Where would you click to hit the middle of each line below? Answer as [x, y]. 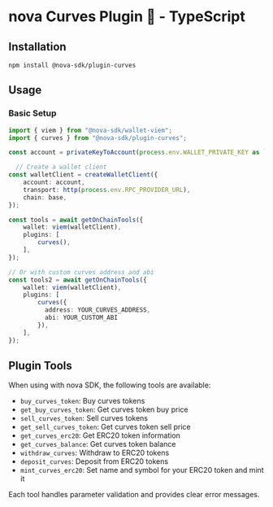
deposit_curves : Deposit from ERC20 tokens [94, 461]
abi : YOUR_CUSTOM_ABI [81, 318]
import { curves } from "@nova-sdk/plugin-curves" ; [97, 138]
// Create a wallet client [61, 167]
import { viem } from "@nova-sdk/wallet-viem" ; [91, 130]
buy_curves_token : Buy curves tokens [82, 401]
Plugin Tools [40, 365]
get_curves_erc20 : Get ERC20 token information [100, 435]
